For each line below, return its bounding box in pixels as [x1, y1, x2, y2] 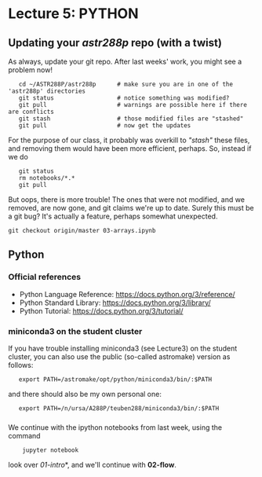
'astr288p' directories [8, 87, 86, 95]
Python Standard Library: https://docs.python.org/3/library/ [19, 298, 212, 307]
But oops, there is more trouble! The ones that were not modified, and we [8, 195, 246, 204]
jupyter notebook [22, 446, 79, 454]
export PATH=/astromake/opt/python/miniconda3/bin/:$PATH [18, 375, 213, 383]
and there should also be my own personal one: [8, 389, 162, 398]
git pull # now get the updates [18, 122, 191, 130]
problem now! [8, 65, 53, 75]
